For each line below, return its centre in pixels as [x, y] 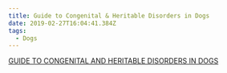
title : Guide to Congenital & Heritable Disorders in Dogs [109, 16]
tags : [17, 30]
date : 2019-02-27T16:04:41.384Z [62, 23]
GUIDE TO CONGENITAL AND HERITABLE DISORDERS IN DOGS [113, 61]
